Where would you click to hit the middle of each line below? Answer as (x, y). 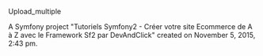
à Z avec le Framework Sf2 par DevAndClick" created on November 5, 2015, (132, 35)
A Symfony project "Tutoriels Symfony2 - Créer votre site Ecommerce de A (131, 26)
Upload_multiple (35, 11)
